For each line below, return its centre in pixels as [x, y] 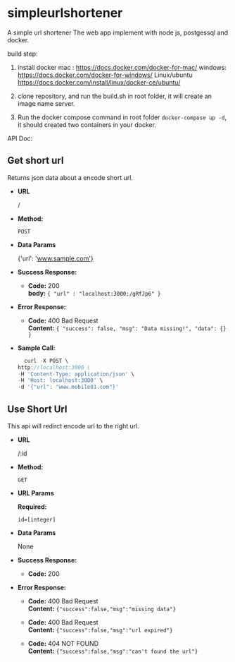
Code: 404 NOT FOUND [63, 643]
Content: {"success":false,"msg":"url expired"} [100, 630]
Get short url [36, 161]
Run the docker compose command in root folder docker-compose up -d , [122, 117]
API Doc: [20, 138]
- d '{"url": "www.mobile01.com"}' [68, 387]
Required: [32, 507]
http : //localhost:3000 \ [54, 367]
